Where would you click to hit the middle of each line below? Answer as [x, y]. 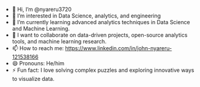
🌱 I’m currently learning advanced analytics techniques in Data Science [101, 22]
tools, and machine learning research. [59, 41]
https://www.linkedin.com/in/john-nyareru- [118, 48]
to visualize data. [33, 79]
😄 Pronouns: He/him [38, 63]
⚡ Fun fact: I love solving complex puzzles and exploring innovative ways [103, 70]
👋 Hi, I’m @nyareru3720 [42, 9]
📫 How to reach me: [38, 48]
